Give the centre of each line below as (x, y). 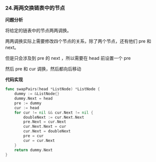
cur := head (27, 108)
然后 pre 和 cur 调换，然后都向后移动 (43, 69)
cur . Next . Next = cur (45, 127)
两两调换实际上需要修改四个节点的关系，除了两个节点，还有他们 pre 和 (78, 41)
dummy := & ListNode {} (37, 94)
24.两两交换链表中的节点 (35, 8)
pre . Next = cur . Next (45, 122)
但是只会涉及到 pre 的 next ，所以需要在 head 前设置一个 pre (68, 58)
